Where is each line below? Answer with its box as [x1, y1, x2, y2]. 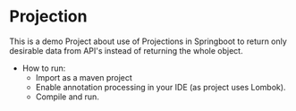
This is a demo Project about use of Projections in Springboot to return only [9, 36, 288, 47]
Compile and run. [35, 91, 100, 102]
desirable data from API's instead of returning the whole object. [9, 45, 243, 55]
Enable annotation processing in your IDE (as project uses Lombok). [35, 81, 286, 92]
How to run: [21, 63, 66, 73]
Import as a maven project [35, 72, 132, 82]
